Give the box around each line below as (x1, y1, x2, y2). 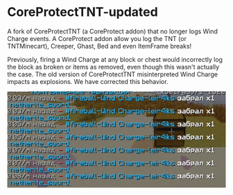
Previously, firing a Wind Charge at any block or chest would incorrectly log (7, 55, 223, 63)
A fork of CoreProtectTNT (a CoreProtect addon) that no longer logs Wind (7, 27, 218, 35)
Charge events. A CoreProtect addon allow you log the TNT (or (7, 34, 187, 42)
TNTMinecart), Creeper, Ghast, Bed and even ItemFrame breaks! (7, 42, 192, 50)
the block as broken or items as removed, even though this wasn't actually (7, 62, 220, 71)
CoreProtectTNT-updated (7, 4, 158, 20)
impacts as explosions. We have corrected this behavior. (7, 77, 169, 85)
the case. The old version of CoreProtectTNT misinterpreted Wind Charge (7, 70, 218, 78)
